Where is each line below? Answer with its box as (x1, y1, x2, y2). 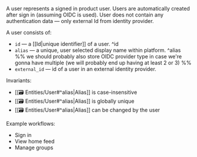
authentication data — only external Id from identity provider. (6, 18, 155, 24)
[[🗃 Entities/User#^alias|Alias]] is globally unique (14, 97, 134, 104)
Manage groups (14, 144, 54, 151)
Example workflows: (6, 120, 55, 127)
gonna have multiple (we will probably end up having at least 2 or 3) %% (14, 59, 192, 66)
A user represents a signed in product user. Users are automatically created (6, 5, 191, 12)
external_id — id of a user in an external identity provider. (14, 66, 156, 73)
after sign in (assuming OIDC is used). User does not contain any (6, 11, 164, 18)
